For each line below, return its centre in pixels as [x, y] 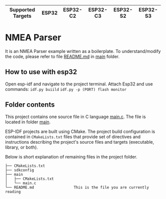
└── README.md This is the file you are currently [77, 187]
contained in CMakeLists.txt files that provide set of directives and [73, 137]
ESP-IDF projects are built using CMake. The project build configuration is [80, 131]
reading [13, 192]
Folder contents [30, 105]
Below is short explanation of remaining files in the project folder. [71, 157]
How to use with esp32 [41, 72]
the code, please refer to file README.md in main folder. [62, 56]
